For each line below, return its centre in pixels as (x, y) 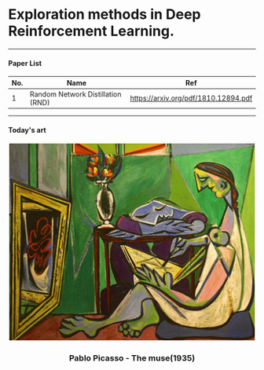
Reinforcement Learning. (92, 31)
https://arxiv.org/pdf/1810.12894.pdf (191, 98)
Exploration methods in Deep (105, 15)
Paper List (25, 63)
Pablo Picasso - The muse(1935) (132, 357)
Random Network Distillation (76, 94)
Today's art (27, 130)
